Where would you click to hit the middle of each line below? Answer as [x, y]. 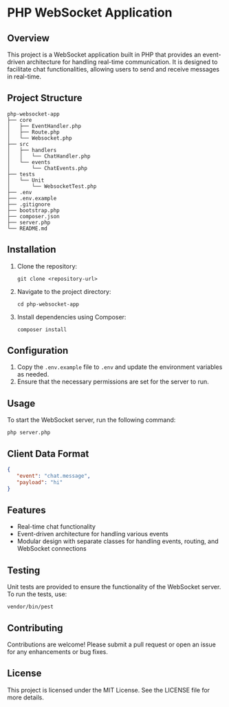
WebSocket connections [52, 549]
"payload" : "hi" [40, 482]
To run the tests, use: [37, 594]
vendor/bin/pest [30, 607]
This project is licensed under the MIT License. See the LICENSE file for [109, 690]
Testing [24, 570]
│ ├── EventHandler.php [44, 126]
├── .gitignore [29, 204]
